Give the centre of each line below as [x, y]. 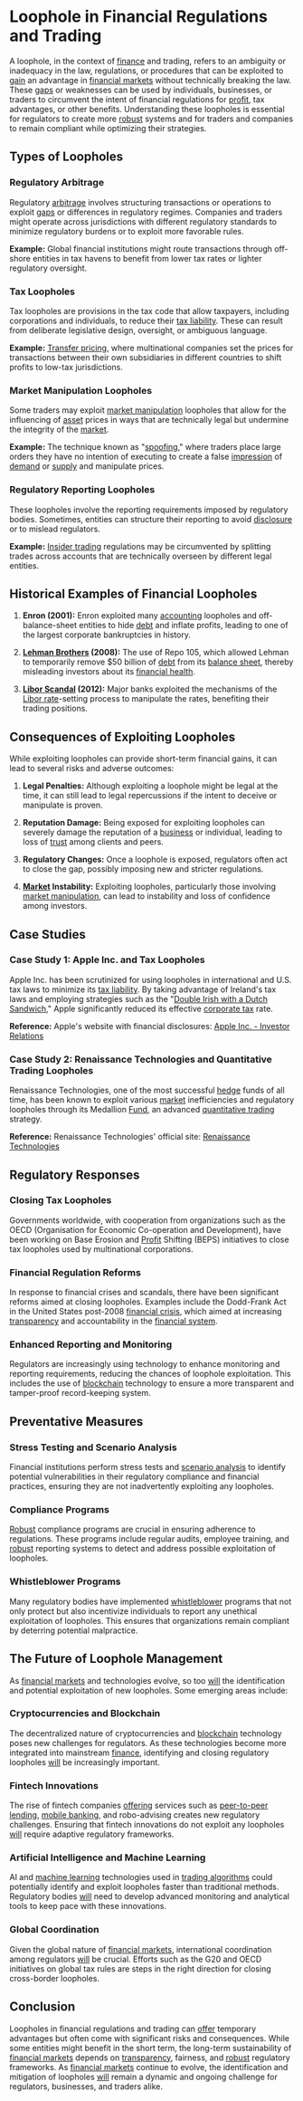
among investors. [55, 906]
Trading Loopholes [52, 1070]
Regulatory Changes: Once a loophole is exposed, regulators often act [155, 859]
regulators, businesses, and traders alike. [86, 2086]
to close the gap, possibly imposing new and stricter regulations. [143, 869]
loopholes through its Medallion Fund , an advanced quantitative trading [142, 1110]
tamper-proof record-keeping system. [80, 1393]
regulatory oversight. [48, 268]
